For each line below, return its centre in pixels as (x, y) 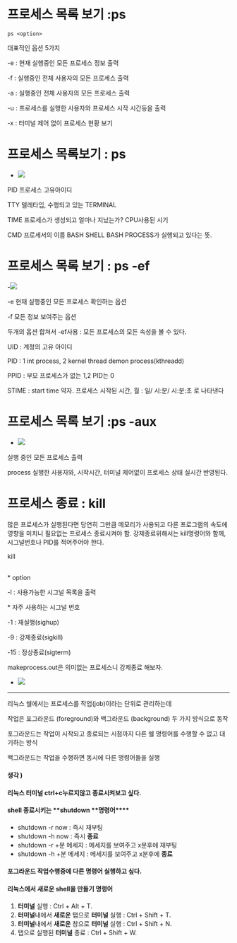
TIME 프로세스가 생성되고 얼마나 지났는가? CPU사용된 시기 (88, 219)
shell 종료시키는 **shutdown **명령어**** (68, 810)
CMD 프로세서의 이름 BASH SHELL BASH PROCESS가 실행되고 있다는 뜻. (110, 235)
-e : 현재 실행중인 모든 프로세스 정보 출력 (63, 63)
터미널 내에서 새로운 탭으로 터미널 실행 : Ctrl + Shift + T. (94, 915)
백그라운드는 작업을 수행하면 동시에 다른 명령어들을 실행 (84, 758)
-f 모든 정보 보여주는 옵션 (42, 316)
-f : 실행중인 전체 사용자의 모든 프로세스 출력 (68, 78)
